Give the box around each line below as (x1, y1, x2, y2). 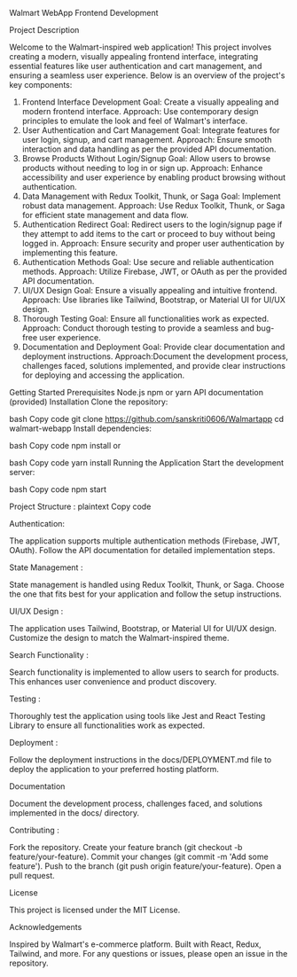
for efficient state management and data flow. (21, 210, 189, 220)
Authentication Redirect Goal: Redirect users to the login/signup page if (21, 219, 283, 230)
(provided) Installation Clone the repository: (9, 396, 168, 407)
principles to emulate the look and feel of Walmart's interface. (21, 115, 248, 126)
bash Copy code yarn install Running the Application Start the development (9, 457, 285, 468)
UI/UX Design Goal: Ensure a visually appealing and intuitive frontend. (21, 285, 277, 295)
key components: (9, 80, 73, 90)
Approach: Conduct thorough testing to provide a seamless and (21, 323, 255, 333)
